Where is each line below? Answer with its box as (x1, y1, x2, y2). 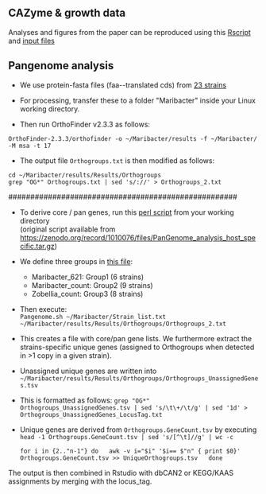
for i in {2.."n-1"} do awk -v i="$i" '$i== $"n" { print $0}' (19, 447, 241, 455)
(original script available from (19, 224, 116, 234)
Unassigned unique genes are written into (19, 366, 157, 375)
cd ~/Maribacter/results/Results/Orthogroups (8, 171, 161, 179)
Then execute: (19, 304, 67, 313)
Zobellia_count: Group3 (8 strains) (31, 289, 144, 298)
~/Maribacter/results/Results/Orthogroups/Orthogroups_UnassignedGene (19, 374, 259, 383)
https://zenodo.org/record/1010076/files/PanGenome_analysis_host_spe (19, 232, 256, 242)
